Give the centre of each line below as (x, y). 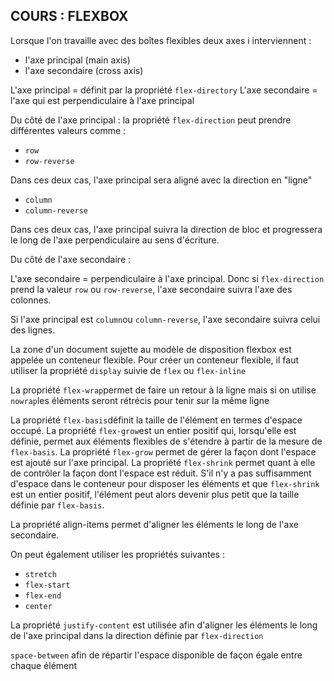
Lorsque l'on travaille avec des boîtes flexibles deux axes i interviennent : (161, 40)
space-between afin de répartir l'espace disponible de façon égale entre (156, 655)
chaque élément (44, 665)
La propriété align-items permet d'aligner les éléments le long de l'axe (154, 524)
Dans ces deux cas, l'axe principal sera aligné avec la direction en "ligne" (161, 180)
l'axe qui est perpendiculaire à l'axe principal (102, 100)
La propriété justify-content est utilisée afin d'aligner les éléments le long (164, 625)
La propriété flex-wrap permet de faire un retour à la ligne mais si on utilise (163, 390)
